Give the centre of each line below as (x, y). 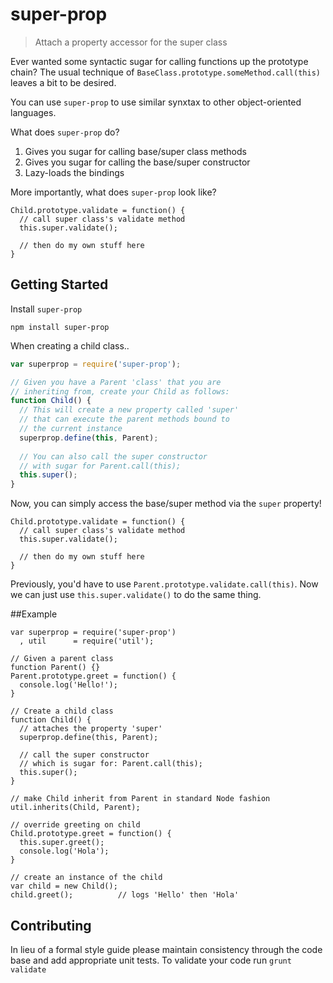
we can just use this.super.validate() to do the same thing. (136, 595)
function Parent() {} (55, 668)
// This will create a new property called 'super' (129, 410)
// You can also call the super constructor (113, 456)
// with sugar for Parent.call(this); (100, 466)
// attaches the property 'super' (91, 729)
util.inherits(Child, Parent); (75, 808)
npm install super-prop (60, 327)
